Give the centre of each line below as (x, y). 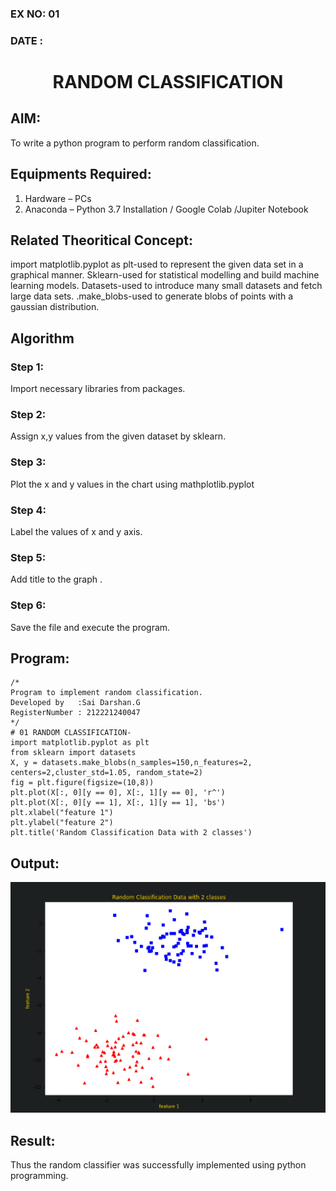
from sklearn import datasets (73, 753)
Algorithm (42, 338)
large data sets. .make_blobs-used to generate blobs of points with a (152, 296)
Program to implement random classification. (106, 693)
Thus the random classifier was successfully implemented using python (158, 1165)
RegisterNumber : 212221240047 (75, 713)
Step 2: (28, 415)
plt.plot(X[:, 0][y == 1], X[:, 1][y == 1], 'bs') (118, 803)
